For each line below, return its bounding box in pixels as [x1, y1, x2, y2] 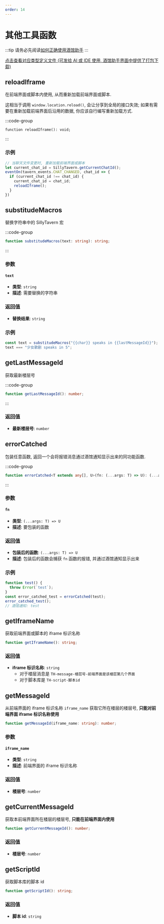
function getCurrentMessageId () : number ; [5, 826, 91, 831]
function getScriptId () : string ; [5, 889, 73, 894]
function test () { [5, 581, 42, 585]
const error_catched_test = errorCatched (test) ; [5, 594, 106, 599]
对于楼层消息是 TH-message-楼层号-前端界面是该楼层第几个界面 [19, 671, 135, 677]
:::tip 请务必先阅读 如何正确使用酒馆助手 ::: [5, 47, 89, 53]
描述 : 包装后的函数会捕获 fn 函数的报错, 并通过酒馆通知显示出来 [12, 556, 140, 561]
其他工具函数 [5, 30, 57, 41]
